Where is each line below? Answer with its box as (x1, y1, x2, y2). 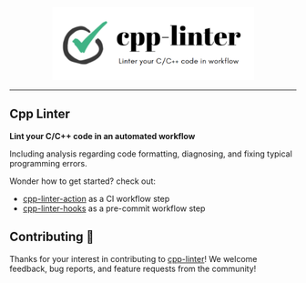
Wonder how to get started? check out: (9, 176, 157, 187)
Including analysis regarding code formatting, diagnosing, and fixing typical (9, 148, 293, 159)
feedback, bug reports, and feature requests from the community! (9, 263, 257, 274)
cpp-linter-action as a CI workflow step (22, 193, 170, 204)
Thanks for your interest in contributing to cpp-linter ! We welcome (9, 253, 258, 264)
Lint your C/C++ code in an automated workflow (9, 130, 196, 141)
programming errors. (9, 157, 88, 168)
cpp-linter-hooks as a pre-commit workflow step (22, 203, 206, 214)
